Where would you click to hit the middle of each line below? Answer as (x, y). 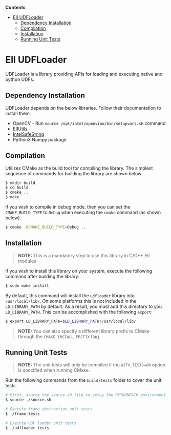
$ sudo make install (27, 286)
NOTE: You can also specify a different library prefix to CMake (84, 331)
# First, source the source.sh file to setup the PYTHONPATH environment (86, 395)
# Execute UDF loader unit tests (41, 423)
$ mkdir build (20, 183)
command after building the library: (42, 276)
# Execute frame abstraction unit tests (49, 409)
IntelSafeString (28, 134)
